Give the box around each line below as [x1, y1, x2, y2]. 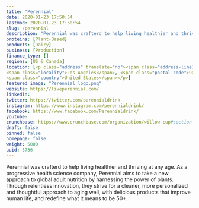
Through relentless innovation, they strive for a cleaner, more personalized [6, 182, 188, 189]
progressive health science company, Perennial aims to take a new [6, 169, 169, 177]
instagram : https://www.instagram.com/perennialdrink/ [6, 102, 145, 109]
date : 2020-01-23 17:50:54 [6, 14, 73, 20]
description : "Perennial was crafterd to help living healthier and [6, 31, 179, 37]
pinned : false [6, 130, 41, 137]
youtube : [6, 114, 28, 119]
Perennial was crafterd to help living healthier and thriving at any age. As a [6, 163, 188, 170]
